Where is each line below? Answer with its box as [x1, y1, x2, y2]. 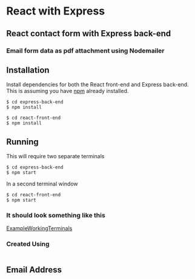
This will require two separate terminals [6, 153, 105, 160]
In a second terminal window [6, 180, 78, 188]
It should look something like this [6, 211, 106, 220]
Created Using [6, 240, 50, 248]
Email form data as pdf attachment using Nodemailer [6, 46, 165, 55]
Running [6, 136, 39, 147]
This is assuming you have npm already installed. [6, 88, 129, 95]
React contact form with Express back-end [6, 28, 171, 39]
